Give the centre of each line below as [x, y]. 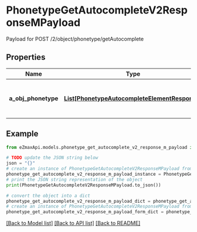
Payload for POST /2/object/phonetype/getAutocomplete [75, 39]
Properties [26, 57]
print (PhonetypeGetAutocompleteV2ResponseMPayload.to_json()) [84, 185]
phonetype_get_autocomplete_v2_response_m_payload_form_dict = [85, 212]
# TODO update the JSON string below [52, 158]
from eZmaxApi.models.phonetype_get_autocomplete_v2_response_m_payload [97, 147]
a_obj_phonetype [34, 98]
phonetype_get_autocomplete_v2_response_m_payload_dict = [78, 201]
